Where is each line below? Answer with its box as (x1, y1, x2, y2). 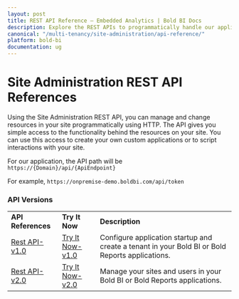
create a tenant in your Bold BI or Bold (100, 241, 226, 251)
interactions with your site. (7, 143, 85, 152)
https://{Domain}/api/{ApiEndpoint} (7, 164, 116, 172)
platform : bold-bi (7, 37, 62, 44)
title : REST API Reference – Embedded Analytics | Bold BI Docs (7, 17, 202, 24)
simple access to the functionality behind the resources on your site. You (7, 127, 221, 136)
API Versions (7, 194, 53, 204)
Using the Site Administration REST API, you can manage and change (7, 112, 211, 121)
